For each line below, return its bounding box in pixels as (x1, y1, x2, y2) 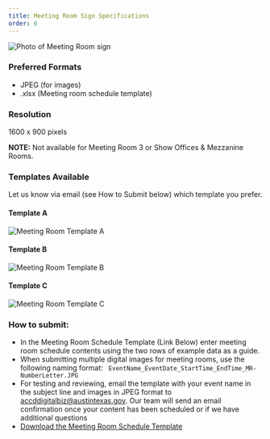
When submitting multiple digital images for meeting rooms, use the (19, 354, 245, 364)
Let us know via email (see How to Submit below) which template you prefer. (8, 190, 263, 199)
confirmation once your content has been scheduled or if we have (19, 404, 239, 414)
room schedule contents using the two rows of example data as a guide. (19, 346, 260, 356)
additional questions (19, 413, 88, 423)
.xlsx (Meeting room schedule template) (19, 88, 153, 98)
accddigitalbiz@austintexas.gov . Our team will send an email (19, 396, 222, 406)
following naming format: (19, 363, 103, 373)
